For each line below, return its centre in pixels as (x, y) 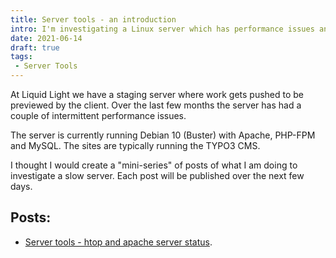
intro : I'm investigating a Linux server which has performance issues (162, 29)
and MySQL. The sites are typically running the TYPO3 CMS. (135, 145)
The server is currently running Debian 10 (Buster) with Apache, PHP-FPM (163, 135)
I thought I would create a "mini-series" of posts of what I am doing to (154, 165)
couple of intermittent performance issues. (98, 115)
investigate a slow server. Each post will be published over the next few (157, 175)
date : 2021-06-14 (46, 38)
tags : (21, 57)
